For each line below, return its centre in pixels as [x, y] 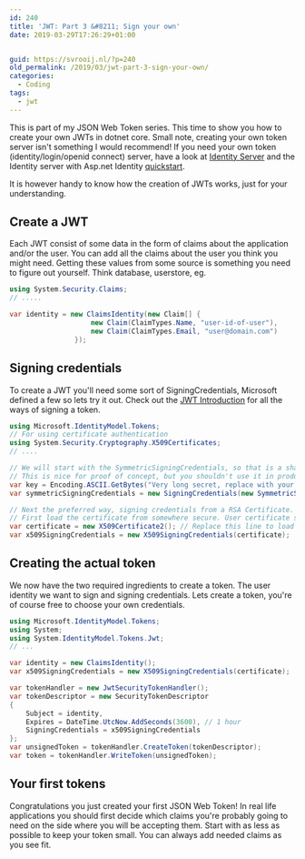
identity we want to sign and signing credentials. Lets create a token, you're [151, 595]
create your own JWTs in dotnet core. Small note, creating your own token [148, 136]
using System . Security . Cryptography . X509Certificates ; [115, 443]
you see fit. [30, 844]
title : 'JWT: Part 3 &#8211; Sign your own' [95, 26]
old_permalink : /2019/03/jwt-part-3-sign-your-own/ [109, 68]
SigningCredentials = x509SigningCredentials [113, 730]
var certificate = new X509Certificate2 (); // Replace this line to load [152, 527]
